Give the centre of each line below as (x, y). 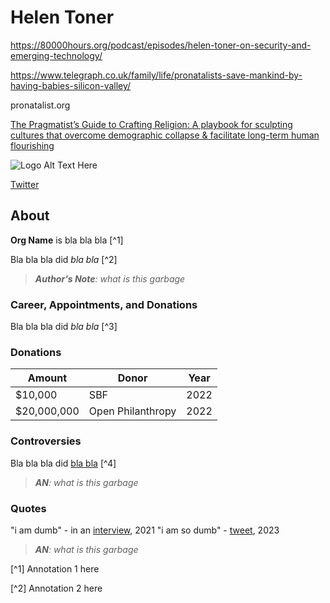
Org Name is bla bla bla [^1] (67, 240)
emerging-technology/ (56, 55)
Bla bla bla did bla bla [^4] (63, 463)
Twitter (25, 184)
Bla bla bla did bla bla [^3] (64, 327)
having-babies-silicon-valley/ (71, 85)
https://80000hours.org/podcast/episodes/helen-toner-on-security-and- (161, 45)
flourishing (32, 145)
